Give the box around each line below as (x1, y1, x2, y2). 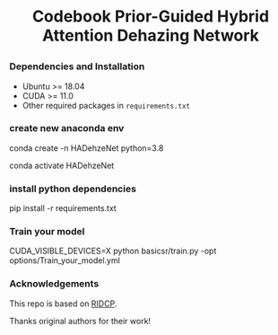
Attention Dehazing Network (41, 25, 260, 46)
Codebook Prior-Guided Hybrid (31, 6, 270, 27)
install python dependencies (9, 182, 137, 195)
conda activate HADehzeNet (9, 160, 115, 171)
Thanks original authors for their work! (9, 315, 151, 326)
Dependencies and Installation (9, 60, 145, 73)
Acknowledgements (9, 278, 100, 290)
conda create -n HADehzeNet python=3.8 (9, 142, 164, 154)
